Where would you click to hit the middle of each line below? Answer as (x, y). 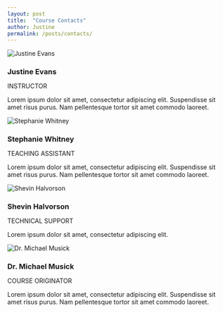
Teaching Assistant (41, 154)
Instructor (27, 86)
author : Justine (31, 27)
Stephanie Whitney (41, 140)
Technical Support (40, 221)
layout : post (26, 14)
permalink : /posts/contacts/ (50, 33)
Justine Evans (32, 72)
